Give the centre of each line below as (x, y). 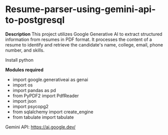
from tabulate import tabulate (43, 117)
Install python (20, 60)
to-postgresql (35, 20)
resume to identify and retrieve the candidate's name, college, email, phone (84, 44)
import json (24, 101)
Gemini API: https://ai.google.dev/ (41, 127)
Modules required (25, 70)
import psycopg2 (31, 106)
